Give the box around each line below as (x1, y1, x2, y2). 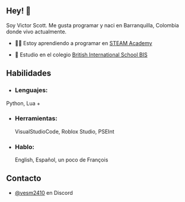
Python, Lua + (6, 99, 40, 107)
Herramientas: (14, 114, 58, 122)
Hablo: (14, 143, 34, 151)
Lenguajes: (14, 86, 48, 94)
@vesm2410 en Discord (14, 189, 73, 196)
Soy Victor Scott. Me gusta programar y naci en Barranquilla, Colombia (6, 21, 179, 29)
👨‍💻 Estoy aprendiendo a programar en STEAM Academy (14, 39, 152, 46)
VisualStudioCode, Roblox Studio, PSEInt (14, 128, 114, 135)
